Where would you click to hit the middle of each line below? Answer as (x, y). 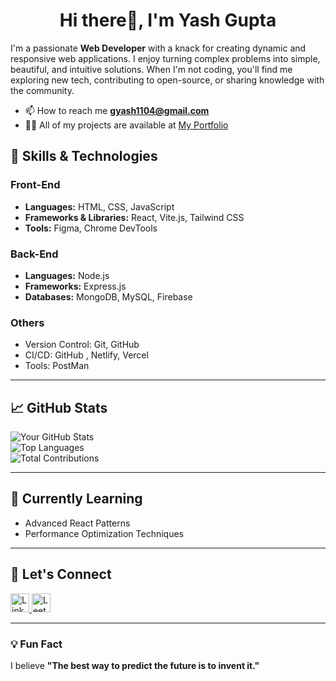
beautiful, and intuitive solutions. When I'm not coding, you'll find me (151, 69)
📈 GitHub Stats (59, 407)
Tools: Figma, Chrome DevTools (91, 228)
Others (27, 322)
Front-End (35, 185)
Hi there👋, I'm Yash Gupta (168, 20)
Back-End (34, 254)
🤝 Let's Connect (61, 574)
